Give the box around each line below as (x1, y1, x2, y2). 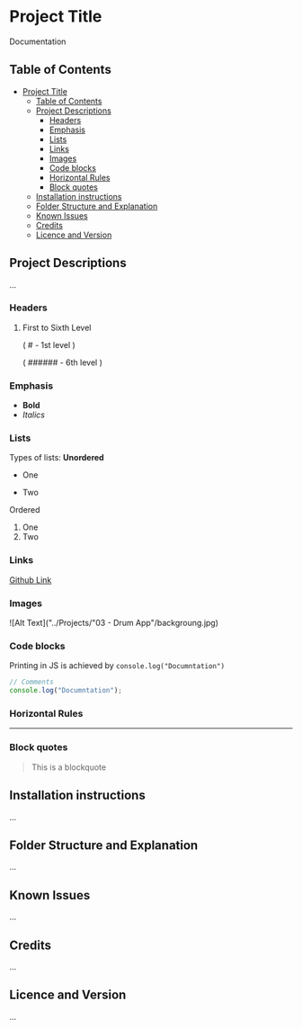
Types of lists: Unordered (9, 452, 105, 463)
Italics (22, 409, 45, 420)
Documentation (9, 36, 67, 47)
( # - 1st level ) (22, 339, 76, 350)
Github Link (9, 574, 52, 586)
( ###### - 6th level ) (22, 357, 103, 368)
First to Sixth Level (22, 322, 92, 333)
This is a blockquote (31, 762, 106, 773)
